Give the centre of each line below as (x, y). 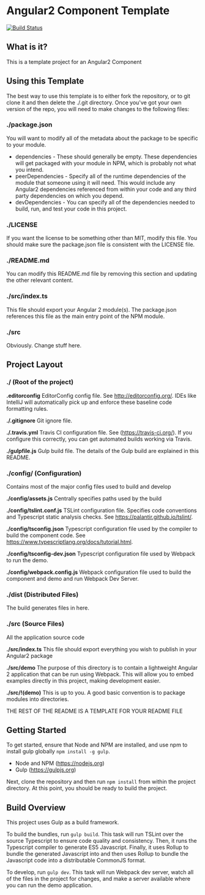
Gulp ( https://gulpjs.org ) (46, 770)
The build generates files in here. (48, 608)
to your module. (26, 144)
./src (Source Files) (35, 624)
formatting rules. (27, 408)
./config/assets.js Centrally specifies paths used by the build (84, 498)
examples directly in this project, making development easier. (84, 680)
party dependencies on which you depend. (69, 196)
